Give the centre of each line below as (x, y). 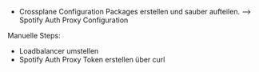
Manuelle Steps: (34, 36)
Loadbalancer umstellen (59, 51)
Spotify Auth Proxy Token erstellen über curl (92, 60)
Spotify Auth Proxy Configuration (74, 20)
